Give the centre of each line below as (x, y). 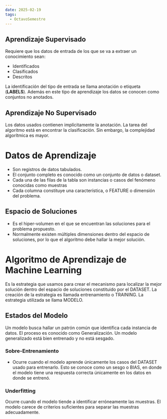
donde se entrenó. (31, 378)
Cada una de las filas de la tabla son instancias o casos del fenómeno (84, 180)
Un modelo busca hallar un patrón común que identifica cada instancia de (81, 328)
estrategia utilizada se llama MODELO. (44, 300)
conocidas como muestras (40, 185)
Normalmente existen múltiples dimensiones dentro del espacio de (81, 234)
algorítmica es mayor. (27, 135)
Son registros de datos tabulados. (47, 169)
